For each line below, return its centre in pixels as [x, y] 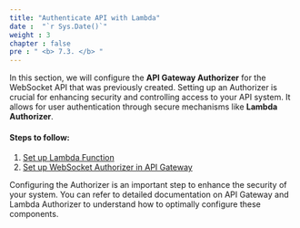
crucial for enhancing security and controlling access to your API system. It [150, 98]
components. [34, 214]
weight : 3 [30, 35]
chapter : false [40, 43]
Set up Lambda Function [69, 158]
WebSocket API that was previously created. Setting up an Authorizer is [143, 88]
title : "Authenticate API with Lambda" [85, 18]
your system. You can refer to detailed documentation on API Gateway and [149, 195]
